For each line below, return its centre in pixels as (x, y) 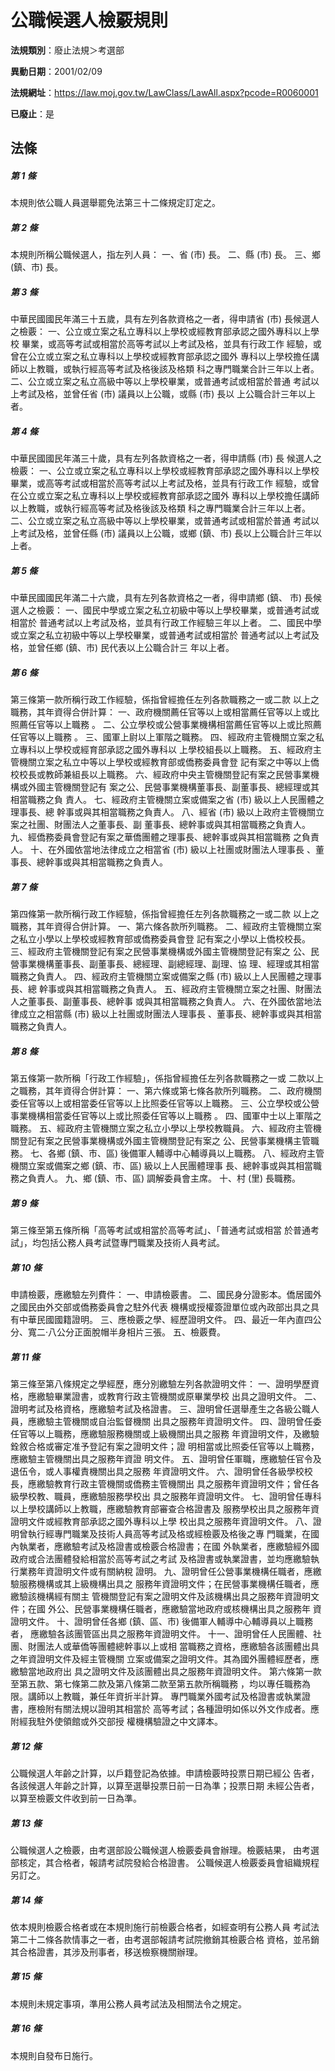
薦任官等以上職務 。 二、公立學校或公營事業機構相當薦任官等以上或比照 (165, 725)
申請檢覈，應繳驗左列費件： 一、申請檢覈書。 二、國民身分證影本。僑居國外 (166, 1295)
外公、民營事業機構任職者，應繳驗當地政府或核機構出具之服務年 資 (184, 1608)
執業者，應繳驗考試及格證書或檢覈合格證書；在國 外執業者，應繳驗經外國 (169, 1546)
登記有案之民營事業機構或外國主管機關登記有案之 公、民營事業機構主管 (164, 1141)
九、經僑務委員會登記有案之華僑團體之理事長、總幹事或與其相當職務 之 (156, 837)
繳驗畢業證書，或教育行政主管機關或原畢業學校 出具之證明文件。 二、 (179, 1396)
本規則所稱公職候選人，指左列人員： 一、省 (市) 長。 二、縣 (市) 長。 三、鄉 (165, 255)
